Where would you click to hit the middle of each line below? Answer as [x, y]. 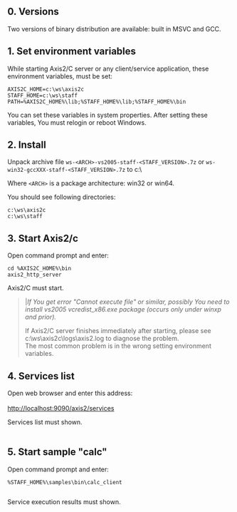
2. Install [27, 145]
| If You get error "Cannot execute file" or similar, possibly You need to [127, 302]
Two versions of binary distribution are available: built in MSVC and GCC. [115, 29]
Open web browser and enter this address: [70, 393]
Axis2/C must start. [36, 288]
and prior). [41, 317]
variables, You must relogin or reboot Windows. [77, 122]
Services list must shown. [45, 422]
